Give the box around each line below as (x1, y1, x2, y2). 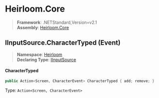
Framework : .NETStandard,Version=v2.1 (16, 19, 97, 25)
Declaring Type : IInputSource (16, 57, 76, 63)
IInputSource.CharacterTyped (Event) (5, 39, 121, 47)
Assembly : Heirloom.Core (16, 24, 69, 30)
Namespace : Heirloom (16, 51, 63, 57)
